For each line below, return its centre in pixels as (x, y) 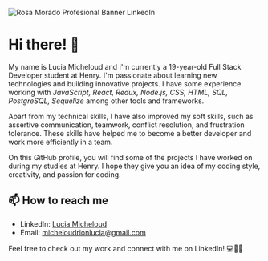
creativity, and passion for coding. (65, 174)
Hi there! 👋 (44, 45)
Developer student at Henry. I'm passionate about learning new (113, 75)
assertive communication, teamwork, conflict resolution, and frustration (126, 125)
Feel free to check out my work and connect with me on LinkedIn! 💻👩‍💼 (126, 248)
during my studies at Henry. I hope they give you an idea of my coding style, (134, 166)
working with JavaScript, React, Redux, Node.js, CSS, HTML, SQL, (118, 92)
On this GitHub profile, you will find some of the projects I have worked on (130, 157)
